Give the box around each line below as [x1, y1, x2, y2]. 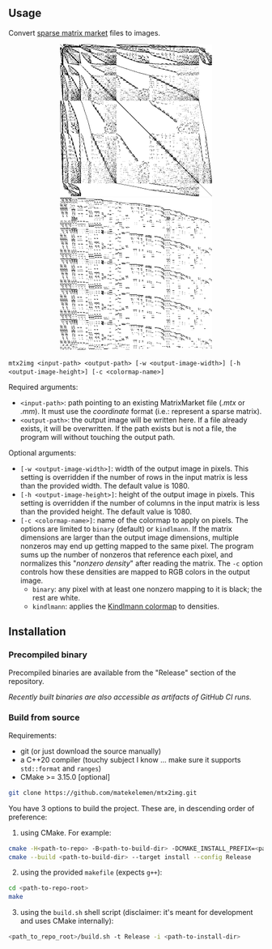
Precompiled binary [8, 649, 87, 660]
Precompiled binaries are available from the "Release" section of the [8, 668, 236, 678]
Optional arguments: [8, 447, 77, 457]
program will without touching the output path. [19, 432, 176, 442]
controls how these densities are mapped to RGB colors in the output [19, 566, 251, 576]
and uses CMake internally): [19, 916, 114, 926]
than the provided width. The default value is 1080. [19, 481, 190, 490]
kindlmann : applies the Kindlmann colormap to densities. [32, 601, 220, 611]
